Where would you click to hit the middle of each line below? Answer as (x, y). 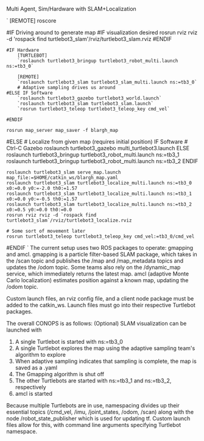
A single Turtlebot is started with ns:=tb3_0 (69, 342)
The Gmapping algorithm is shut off (60, 374)
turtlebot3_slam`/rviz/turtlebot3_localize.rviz (69, 221)
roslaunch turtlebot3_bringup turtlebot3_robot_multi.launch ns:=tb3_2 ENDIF (102, 161)
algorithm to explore (40, 355)
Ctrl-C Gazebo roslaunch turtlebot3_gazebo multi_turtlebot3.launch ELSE (98, 148)
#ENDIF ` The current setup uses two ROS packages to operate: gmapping (100, 248)
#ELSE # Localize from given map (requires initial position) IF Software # (97, 142)
